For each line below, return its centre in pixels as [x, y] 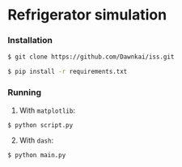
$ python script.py [40, 125]
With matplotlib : [47, 110]
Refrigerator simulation [87, 15]
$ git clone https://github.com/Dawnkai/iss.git [91, 57]
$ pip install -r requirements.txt [68, 72]
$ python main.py [37, 156]
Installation [30, 41]
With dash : [36, 140]
